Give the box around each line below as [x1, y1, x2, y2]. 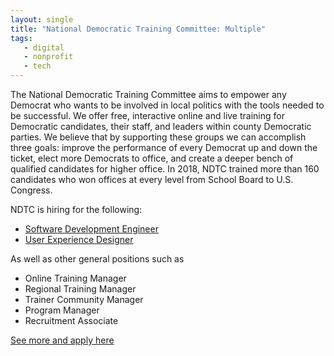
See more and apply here [10, 334, 115, 346]
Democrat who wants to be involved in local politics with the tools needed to [10, 99, 325, 111]
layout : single [10, 14, 74, 25]
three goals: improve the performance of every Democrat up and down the [10, 142, 318, 153]
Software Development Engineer [24, 223, 159, 235]
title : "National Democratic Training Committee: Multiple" [10, 24, 267, 34]
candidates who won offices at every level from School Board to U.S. [10, 174, 294, 185]
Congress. [10, 184, 53, 196]
